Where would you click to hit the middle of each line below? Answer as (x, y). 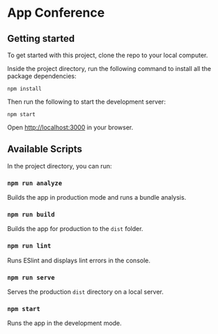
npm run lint (29, 246)
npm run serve (31, 277)
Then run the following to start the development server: (86, 102)
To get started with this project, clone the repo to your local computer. (108, 55)
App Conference (56, 13)
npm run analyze (35, 183)
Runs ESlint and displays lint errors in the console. (79, 260)
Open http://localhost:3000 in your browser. (70, 127)
